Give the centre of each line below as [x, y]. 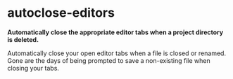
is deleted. [23, 39]
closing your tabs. [33, 68]
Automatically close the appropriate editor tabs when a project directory [115, 32]
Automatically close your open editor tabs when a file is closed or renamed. [117, 53]
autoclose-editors [61, 13]
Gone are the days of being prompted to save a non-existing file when [109, 60]
